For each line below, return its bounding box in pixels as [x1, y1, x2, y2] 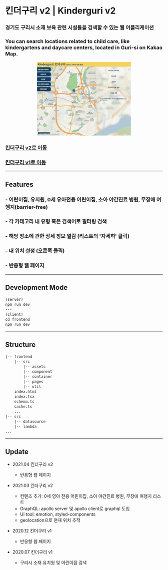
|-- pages [23, 379, 43, 384]
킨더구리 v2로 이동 [5, 144, 47, 151]
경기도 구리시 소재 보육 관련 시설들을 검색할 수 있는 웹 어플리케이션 [5, 24, 154, 31]
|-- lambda [14, 424, 37, 429]
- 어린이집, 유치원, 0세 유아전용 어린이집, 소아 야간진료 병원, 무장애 [5, 196, 155, 203]
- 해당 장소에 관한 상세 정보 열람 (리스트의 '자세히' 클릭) [5, 233, 130, 240]
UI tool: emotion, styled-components [19, 511, 96, 517]
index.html [14, 389, 37, 394]
